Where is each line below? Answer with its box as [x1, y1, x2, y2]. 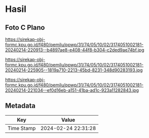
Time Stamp [7, 125, 36, 132]
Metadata [5, 102, 36, 110]
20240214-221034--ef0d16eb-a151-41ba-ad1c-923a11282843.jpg [5, 87, 139, 93]
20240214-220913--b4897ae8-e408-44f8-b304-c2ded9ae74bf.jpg [5, 47, 145, 53]
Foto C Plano [5, 23, 45, 32]
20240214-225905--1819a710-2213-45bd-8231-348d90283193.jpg [5, 67, 143, 73]
